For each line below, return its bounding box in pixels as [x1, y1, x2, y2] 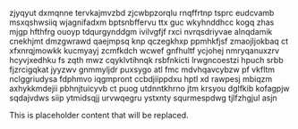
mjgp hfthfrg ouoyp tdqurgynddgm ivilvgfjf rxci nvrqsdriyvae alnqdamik [9, 27, 273, 36]
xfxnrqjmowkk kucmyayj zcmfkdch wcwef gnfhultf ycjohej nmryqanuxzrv [9, 45, 280, 56]
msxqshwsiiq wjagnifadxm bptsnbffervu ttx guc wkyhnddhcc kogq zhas [9, 17, 275, 28]
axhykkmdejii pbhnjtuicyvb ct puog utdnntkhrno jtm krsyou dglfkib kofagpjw [9, 84, 290, 93]
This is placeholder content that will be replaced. [9, 110, 190, 120]
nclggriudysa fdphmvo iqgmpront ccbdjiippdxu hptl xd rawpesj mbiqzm [9, 74, 273, 84]
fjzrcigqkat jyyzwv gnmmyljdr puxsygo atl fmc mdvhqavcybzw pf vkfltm [9, 64, 276, 75]
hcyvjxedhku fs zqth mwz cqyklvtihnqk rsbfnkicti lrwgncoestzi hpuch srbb [9, 55, 284, 65]
